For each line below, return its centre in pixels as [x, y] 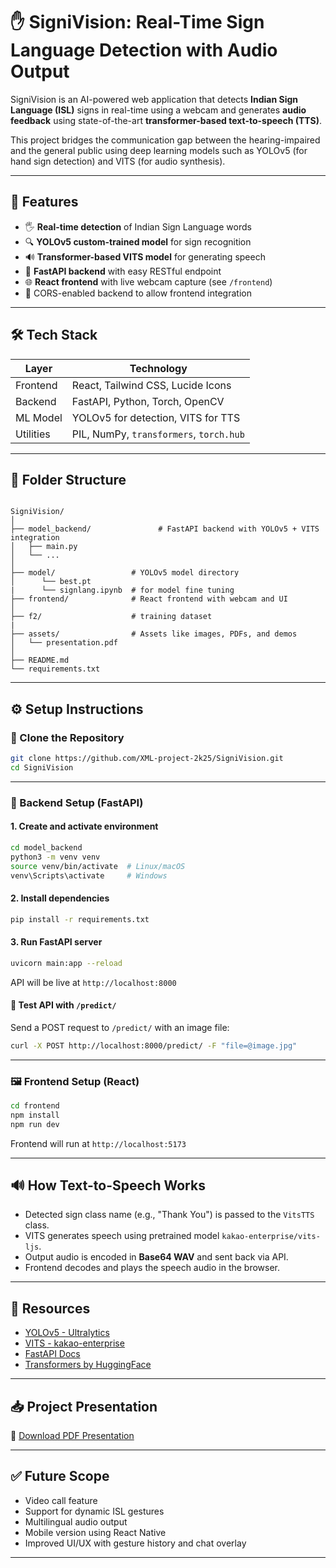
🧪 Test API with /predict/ [63, 1005]
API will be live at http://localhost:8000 [93, 982]
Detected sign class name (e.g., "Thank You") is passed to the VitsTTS [169, 1215]
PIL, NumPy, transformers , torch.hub [158, 434]
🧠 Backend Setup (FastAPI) [77, 802]
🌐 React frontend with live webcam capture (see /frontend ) [148, 281]
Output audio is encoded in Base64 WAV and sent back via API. [156, 1257]
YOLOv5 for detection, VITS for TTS [156, 417]
